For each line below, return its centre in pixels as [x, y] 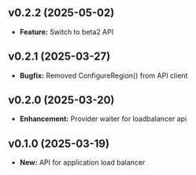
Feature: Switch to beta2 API [67, 31]
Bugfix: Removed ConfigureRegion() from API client [104, 75]
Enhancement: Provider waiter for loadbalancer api [103, 119]
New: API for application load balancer [82, 162]
